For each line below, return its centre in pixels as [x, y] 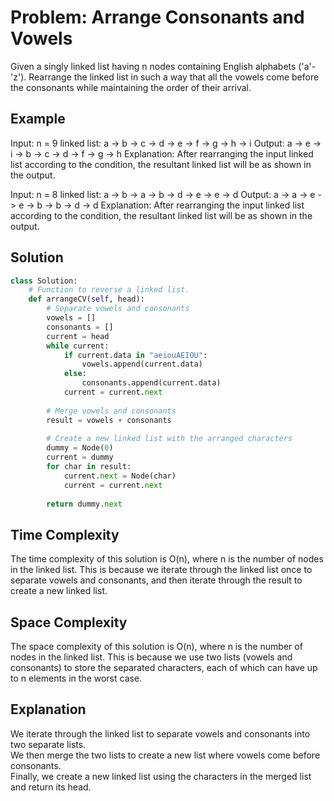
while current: [78, 346]
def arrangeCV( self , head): [86, 299]
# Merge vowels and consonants [111, 411]
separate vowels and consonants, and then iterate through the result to [156, 580]
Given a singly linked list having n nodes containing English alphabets [153, 66]
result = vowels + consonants [109, 420]
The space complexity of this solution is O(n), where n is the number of [156, 647]
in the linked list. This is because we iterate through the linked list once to [161, 570]
